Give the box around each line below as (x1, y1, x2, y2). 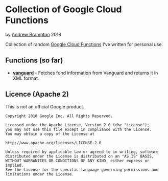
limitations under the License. (5, 171, 74, 177)
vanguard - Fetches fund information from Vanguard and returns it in (12, 70, 158, 76)
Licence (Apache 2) (5, 90, 69, 99)
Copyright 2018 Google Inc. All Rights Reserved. (5, 114, 113, 119)
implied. (5, 163, 24, 168)
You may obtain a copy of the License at (5, 131, 95, 137)
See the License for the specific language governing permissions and (5, 167, 159, 172)
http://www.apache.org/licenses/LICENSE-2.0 (5, 140, 102, 145)
